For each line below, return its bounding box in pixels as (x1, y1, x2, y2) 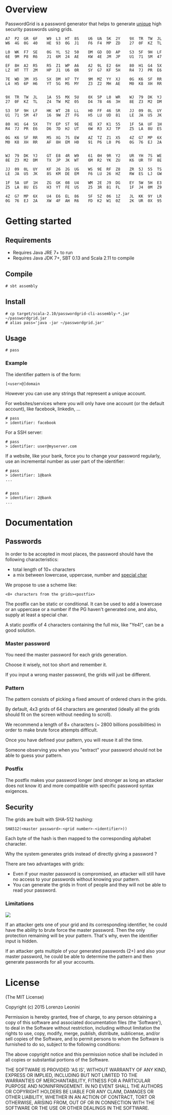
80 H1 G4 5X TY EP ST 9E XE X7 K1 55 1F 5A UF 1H (5, 121, 162, 127)
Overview (5, 4, 48, 15)
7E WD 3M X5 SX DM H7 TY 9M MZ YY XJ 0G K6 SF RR (5, 76, 162, 82)
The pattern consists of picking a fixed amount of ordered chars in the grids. (5, 696, 167, 702)
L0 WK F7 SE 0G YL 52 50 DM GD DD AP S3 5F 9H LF (5, 49, 162, 55)
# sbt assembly (5, 283, 38, 289)
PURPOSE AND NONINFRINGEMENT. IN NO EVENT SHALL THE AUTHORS (5, 1083, 163, 1089)
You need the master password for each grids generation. (5, 651, 127, 657)
